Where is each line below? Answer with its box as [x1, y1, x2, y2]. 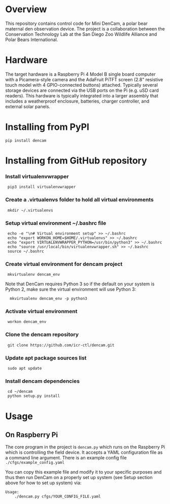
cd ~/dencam [7, 389, 33, 394]
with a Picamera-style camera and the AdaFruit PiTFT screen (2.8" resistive [5, 76, 163, 82]
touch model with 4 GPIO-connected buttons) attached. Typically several [5, 82, 158, 88]
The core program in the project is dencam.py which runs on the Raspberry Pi [5, 444, 165, 450]
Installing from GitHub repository [5, 155, 147, 166]
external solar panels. [5, 103, 51, 110]
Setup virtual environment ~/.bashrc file [5, 219, 107, 226]
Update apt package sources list [5, 354, 87, 361]
